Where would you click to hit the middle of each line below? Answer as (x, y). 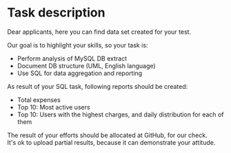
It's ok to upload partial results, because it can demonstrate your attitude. (111, 142)
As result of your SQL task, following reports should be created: (98, 86)
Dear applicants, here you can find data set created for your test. (99, 32)
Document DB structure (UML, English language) (87, 65)
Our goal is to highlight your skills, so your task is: (78, 45)
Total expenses (39, 100)
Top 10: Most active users (54, 107)
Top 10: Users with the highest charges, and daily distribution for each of (120, 114)
